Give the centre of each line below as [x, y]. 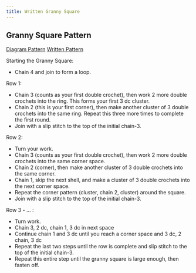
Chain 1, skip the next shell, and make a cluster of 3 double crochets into [102, 180]
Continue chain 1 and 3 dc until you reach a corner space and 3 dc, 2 [98, 234]
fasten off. [27, 265]
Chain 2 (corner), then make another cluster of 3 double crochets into [99, 167]
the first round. [33, 120]
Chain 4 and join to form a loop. [53, 72]
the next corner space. [42, 186]
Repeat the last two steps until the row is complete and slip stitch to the [101, 247]
